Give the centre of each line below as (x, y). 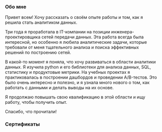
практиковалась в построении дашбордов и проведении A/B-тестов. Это (81, 77)
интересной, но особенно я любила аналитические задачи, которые (76, 42)
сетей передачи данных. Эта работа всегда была (93, 37)
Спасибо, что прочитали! (31, 112)
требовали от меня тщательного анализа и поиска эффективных (72, 48)
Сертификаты (23, 124)
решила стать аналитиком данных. (41, 22)
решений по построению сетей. (38, 52)
